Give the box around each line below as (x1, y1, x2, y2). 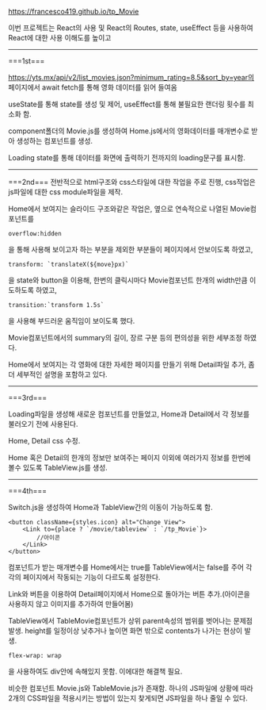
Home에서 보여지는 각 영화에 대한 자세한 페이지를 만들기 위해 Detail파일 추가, (8, 360, 247, 369)
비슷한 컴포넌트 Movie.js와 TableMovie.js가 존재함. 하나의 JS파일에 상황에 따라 (8, 684, 253, 693)
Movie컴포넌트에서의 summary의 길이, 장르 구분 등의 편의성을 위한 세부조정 (8, 333, 243, 342)
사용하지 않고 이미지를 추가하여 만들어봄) (8, 599, 134, 608)
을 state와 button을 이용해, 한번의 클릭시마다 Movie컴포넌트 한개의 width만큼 (8, 275, 248, 285)
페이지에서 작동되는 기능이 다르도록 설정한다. (22, 573, 161, 581)
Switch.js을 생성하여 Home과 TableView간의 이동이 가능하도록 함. (8, 503, 213, 512)
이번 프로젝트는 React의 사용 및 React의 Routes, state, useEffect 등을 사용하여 (8, 23, 253, 33)
